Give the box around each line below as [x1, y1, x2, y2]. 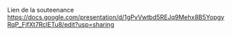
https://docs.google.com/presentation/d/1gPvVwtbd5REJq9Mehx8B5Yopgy [7, 13, 225, 21]
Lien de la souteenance [7, 6, 75, 14]
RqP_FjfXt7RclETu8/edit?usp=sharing [7, 21, 115, 28]
